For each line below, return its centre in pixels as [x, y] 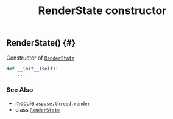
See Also [20, 90]
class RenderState [37, 109]
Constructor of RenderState [41, 58]
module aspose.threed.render [52, 103]
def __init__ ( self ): [33, 69]
